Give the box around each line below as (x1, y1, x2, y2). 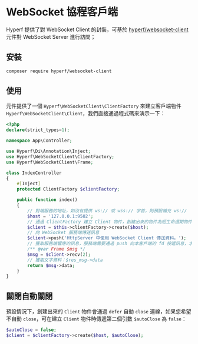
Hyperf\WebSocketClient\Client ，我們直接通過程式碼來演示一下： (6, 110, 166, 117)
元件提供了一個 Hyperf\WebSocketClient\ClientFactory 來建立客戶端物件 (6, 102, 181, 109)
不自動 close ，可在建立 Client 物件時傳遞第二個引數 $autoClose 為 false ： (6, 315, 187, 322)
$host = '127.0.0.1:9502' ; (27, 213, 94, 219)
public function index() (16, 197, 78, 203)
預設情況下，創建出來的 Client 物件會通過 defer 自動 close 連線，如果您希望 (6, 308, 192, 315)
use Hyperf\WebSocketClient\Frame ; (6, 159, 94, 165)
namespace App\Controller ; (6, 138, 72, 144)
